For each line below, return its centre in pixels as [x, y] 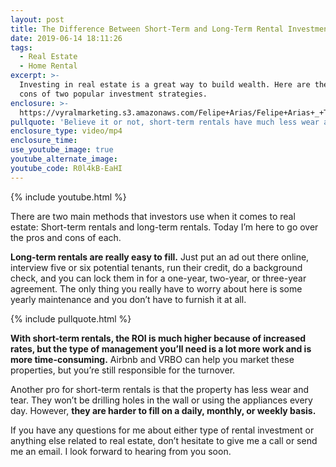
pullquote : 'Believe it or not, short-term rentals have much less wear [165, 122]
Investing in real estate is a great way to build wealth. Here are [165, 85]
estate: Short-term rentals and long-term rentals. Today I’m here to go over [164, 227]
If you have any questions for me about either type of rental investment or [162, 430]
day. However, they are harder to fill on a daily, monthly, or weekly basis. [163, 410]
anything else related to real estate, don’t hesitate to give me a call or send [164, 440]
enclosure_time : [44, 141]
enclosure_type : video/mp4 [66, 131]
